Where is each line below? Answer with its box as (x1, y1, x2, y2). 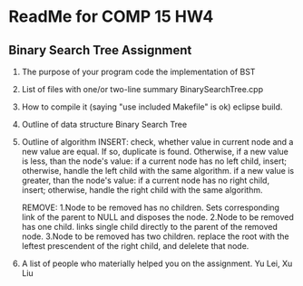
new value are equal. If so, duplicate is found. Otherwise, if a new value (21, 147, 289, 157)
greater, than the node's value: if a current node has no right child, (21, 175, 269, 186)
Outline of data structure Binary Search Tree (21, 119, 188, 129)
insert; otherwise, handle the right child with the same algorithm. (21, 185, 263, 195)
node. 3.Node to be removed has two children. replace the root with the (21, 231, 289, 242)
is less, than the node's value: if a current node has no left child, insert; (21, 156, 288, 167)
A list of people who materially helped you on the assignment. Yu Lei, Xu (21, 258, 293, 269)
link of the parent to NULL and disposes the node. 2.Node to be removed (21, 212, 294, 223)
